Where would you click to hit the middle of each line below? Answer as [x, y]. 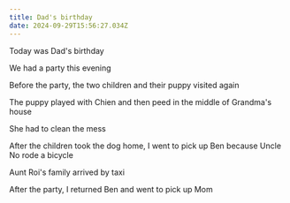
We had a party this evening [61, 68]
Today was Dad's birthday [57, 50]
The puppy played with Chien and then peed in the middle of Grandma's [141, 101]
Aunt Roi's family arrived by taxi [67, 172]
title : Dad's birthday [51, 17]
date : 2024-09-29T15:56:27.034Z [69, 26]
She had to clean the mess [57, 128]
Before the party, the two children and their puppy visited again [124, 85]
